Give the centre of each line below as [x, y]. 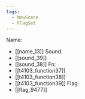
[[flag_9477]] [31, 90]
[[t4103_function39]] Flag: [47, 83]
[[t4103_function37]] [40, 71]
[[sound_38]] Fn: [35, 64]
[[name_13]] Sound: [39, 52]
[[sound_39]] [31, 58]
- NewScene [25, 17]
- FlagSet [24, 23]
